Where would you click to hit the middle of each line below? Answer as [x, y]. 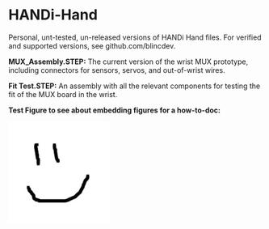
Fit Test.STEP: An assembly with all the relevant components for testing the [134, 86]
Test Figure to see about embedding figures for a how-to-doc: [114, 110]
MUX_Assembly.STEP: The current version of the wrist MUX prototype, [128, 61]
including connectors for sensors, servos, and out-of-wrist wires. [117, 70]
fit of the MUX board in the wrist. [63, 94]
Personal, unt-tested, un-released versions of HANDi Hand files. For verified [135, 37]
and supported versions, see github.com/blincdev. [92, 45]
